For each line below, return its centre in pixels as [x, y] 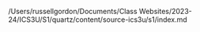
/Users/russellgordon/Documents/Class [73, 11]
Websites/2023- [165, 11]
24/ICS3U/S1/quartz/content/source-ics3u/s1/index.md [98, 20]
